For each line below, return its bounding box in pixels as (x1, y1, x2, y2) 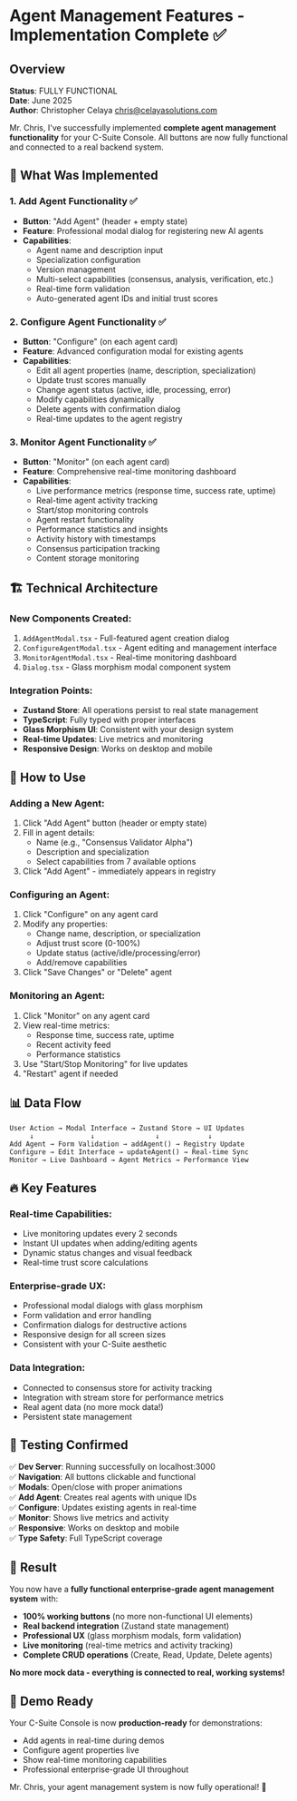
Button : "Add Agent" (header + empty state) (22, 215, 188, 227)
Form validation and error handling (22, 1310, 152, 1321)
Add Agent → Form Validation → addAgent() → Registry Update (9, 1140, 245, 1149)
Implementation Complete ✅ (9, 24, 227, 45)
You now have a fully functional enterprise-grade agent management (9, 1584, 274, 1595)
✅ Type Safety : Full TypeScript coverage (9, 1532, 163, 1543)
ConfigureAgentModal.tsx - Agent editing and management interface (22, 641, 278, 653)
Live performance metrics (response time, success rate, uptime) (35, 485, 276, 496)
